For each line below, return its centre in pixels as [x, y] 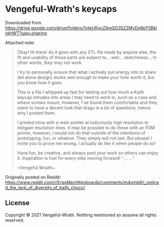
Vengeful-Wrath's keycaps [61, 9]
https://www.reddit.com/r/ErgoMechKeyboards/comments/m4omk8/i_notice [82, 182]
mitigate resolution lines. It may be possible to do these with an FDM [86, 128]
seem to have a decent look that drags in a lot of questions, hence [84, 108]
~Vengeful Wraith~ [36, 168]
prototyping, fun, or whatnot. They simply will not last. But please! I [85, 138]
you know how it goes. [40, 83]
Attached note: [20, 42]
